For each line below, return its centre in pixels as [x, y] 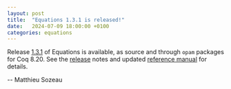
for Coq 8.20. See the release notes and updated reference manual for [107, 60]
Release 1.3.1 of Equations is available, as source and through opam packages [115, 52]
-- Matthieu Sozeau [35, 80]
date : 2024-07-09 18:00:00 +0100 [58, 26]
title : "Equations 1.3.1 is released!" [66, 20]
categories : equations [40, 33]
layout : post [26, 13]
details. [18, 66]
